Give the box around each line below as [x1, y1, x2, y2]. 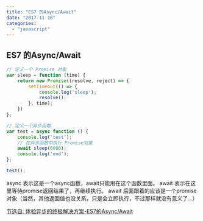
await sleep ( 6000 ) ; [17, 146, 67, 152]
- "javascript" [12, 26, 51, 32]
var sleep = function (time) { [6, 72, 86, 78]
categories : [6, 20, 37, 26]
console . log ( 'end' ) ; [17, 151, 69, 157]
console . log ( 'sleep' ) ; [38, 89, 97, 95]
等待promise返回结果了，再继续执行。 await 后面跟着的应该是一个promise [11, 187, 197, 194]
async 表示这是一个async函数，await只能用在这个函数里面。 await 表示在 [6, 179, 191, 186]
